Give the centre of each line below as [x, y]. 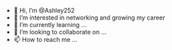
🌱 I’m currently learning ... [50, 25]
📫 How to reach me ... [45, 40]
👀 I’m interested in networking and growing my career [89, 18]
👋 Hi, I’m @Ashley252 [44, 10]
